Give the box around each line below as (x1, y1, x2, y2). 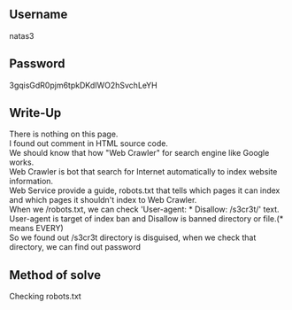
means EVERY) (9, 223, 64, 234)
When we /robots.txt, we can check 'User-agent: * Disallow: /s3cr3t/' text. (9, 204, 280, 215)
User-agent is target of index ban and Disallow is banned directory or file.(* (9, 213, 284, 224)
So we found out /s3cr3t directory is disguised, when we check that (9, 232, 257, 243)
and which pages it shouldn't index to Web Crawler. (9, 195, 197, 205)
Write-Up (9, 105, 62, 120)
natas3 (9, 30, 35, 41)
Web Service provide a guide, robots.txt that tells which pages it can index (9, 185, 280, 196)
